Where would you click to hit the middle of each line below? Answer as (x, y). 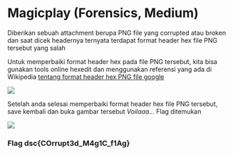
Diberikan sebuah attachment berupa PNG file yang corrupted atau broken (117, 33)
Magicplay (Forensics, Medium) (103, 13)
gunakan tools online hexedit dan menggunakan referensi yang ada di (110, 69)
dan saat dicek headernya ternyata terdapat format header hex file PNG (113, 40)
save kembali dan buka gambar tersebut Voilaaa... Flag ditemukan (104, 111)
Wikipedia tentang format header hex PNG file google (86, 77)
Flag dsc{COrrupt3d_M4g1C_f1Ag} (69, 143)
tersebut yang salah (37, 48)
